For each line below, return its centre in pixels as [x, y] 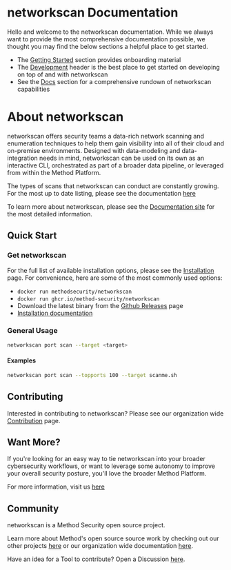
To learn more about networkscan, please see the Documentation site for [111, 206]
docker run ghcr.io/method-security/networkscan [88, 299]
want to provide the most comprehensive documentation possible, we [106, 39]
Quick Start [32, 236]
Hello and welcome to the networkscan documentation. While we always [110, 32]
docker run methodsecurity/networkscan [74, 292]
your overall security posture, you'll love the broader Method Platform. [107, 474]
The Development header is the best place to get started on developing [119, 67]
